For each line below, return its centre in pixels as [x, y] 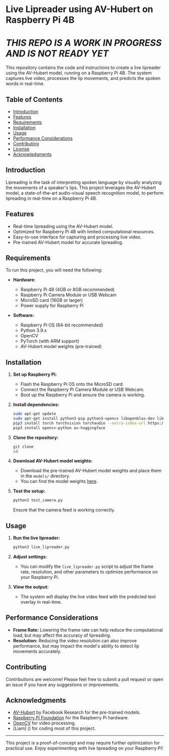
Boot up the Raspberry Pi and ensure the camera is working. [83, 395]
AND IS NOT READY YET [57, 54]
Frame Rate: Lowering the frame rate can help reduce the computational [88, 630]
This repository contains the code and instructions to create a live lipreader [83, 68]
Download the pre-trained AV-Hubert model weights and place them [91, 471]
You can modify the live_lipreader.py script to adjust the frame [87, 566]
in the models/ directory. [45, 476]
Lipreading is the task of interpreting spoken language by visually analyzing [84, 182]
